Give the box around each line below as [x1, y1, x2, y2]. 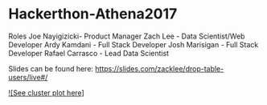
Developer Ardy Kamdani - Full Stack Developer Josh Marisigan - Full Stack [8, 39, 259, 49]
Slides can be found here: [8, 63, 94, 73]
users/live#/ [8, 72, 48, 82]
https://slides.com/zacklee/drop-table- [95, 63, 224, 73]
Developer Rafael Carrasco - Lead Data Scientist [8, 48, 170, 58]
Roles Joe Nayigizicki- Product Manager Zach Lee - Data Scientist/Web [8, 31, 245, 41]
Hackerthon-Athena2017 [8, 5, 178, 23]
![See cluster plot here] [8, 87, 84, 97]
